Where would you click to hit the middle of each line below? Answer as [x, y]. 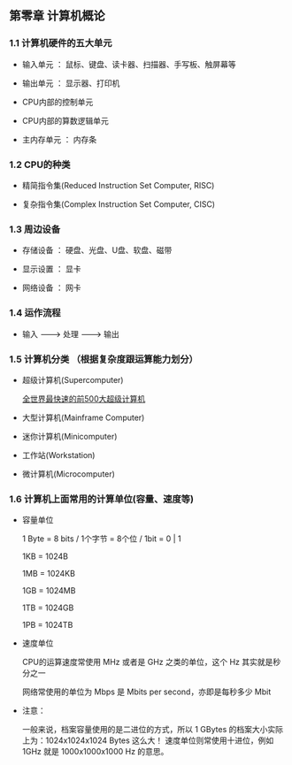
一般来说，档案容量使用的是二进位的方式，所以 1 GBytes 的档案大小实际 [152, 730]
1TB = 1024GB [48, 608]
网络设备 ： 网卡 [51, 288]
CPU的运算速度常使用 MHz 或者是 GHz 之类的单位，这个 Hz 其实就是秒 [151, 662]
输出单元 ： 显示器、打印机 [71, 83]
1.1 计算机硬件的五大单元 [61, 43]
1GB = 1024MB [49, 591]
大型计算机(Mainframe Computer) [83, 417]
